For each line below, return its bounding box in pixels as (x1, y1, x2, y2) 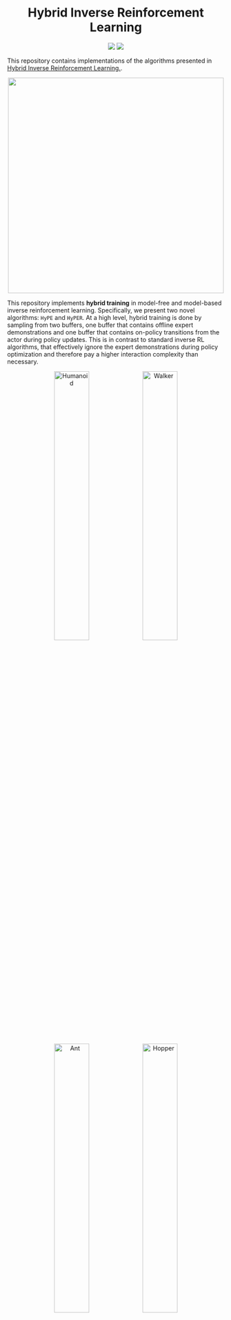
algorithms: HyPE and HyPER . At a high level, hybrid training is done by (7, 313, 202, 321)
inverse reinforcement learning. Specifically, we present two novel (7, 306, 195, 314)
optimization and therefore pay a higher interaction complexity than (7, 350, 199, 358)
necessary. (7, 357, 39, 366)
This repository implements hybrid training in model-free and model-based (7, 299, 222, 307)
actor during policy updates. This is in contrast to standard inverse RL (7, 335, 205, 343)
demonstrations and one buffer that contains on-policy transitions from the (7, 328, 220, 336)
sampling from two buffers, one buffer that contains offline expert (7, 321, 194, 329)
